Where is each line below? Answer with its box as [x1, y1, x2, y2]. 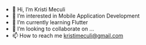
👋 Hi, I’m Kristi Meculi [12, 6, 65, 13]
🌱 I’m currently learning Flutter [12, 19, 88, 26]
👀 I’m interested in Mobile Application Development [12, 12, 140, 19]
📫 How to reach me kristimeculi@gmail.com [12, 32, 124, 39]
